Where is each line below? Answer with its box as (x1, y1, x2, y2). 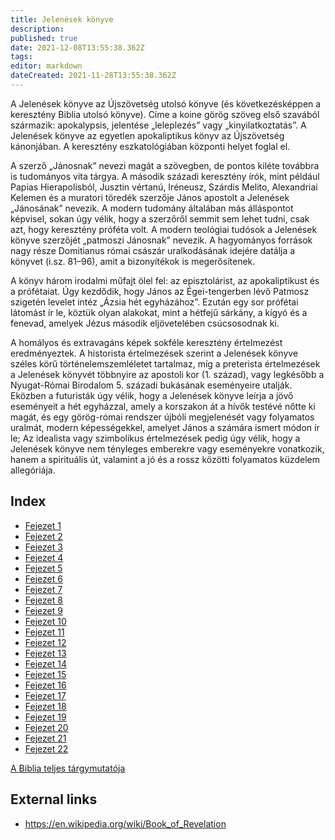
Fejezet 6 (24, 572, 63, 585)
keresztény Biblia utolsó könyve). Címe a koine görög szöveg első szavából (10, 108, 320, 120)
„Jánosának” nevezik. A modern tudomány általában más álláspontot (10, 202, 294, 214)
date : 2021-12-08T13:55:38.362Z (10, 42, 145, 53)
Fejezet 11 (24, 626, 65, 638)
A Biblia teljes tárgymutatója (10, 762, 126, 774)
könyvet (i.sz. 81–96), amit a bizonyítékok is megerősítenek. (10, 255, 256, 267)
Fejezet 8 (24, 594, 63, 606)
